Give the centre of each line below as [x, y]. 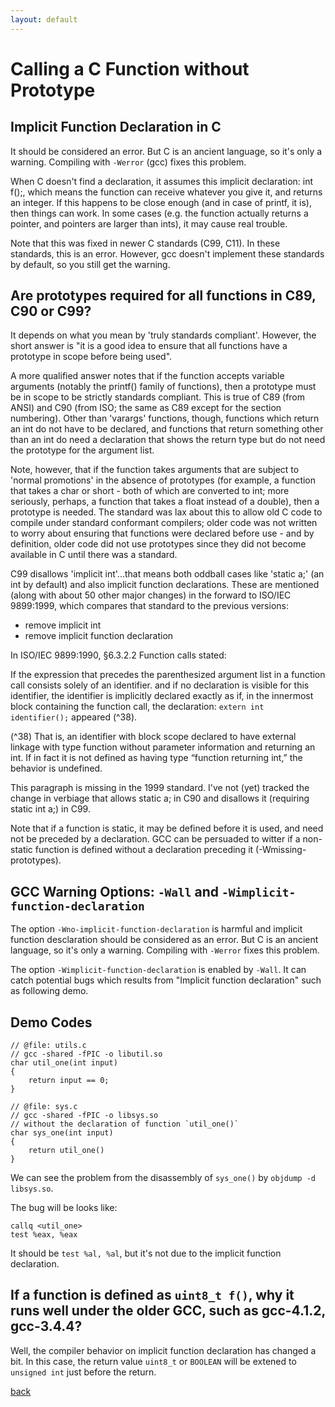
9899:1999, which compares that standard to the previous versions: [149, 606]
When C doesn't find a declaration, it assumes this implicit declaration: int [162, 181]
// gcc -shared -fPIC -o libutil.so [86, 1054]
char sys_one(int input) [62, 1133]
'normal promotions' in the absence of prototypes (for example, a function [163, 480]
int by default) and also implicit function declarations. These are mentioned [165, 585]
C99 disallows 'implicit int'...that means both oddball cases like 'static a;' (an [167, 574]
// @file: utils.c [48, 1046]
